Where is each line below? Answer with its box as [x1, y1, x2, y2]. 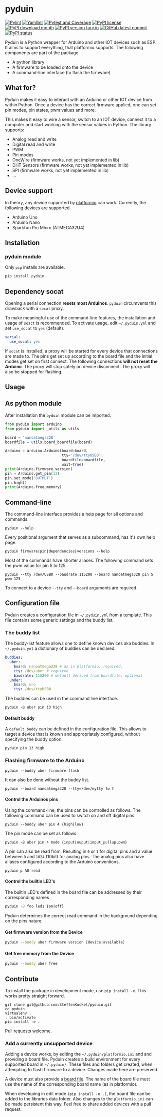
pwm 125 [5, 576, 21, 581]
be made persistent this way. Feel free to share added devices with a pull [5, 1101, 152, 1107]
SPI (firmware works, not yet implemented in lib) [12, 167, 109, 173]
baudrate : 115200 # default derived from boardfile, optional [14, 673, 143, 678]
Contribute [5, 975, 39, 983]
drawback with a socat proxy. [5, 305, 64, 311]
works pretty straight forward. [5, 993, 65, 999]
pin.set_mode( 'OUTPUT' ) [5, 475, 54, 481]
